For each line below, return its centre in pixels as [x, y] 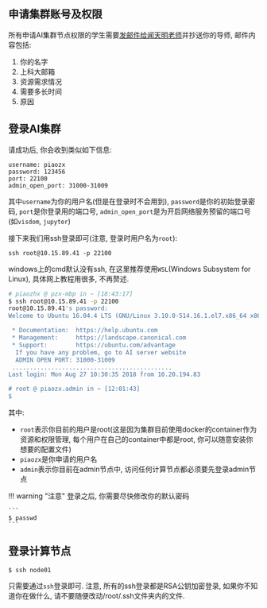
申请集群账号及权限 [55, 14]
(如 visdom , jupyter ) [40, 221]
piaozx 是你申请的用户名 [58, 459]
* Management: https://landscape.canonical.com [99, 338]
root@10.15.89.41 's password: [58, 308]
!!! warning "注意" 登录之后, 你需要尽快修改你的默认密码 [99, 496]
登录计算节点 [40, 551]
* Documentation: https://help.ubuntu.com [85, 331]
